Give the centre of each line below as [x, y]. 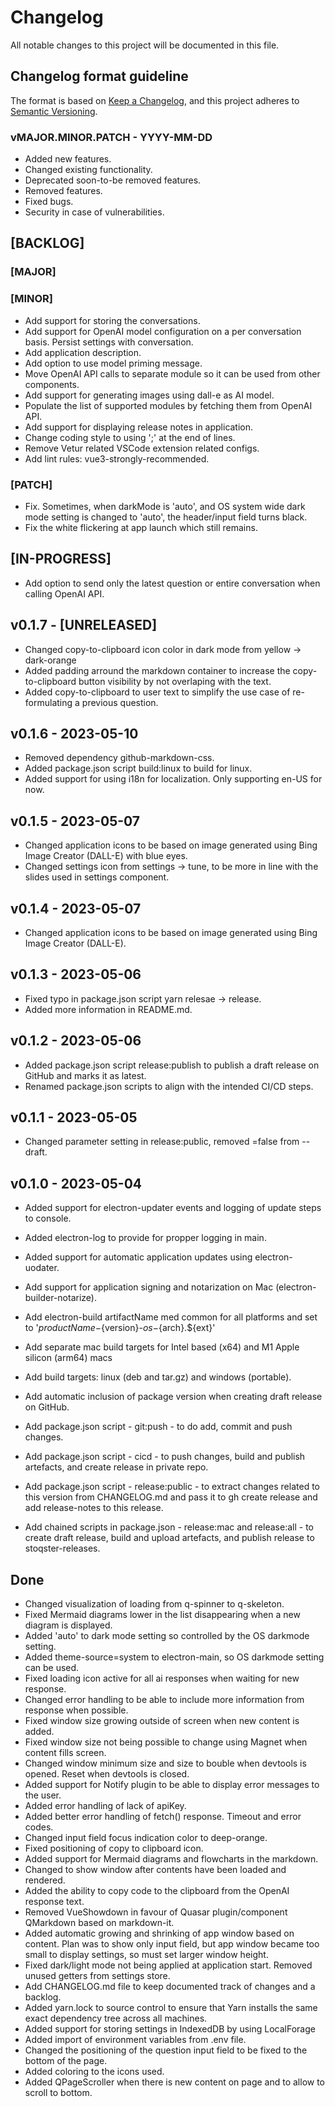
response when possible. [76, 1710]
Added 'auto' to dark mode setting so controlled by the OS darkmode [167, 1636]
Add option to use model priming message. [113, 363]
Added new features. [68, 159]
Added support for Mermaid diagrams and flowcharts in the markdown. [171, 1859]
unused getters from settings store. [97, 1976]
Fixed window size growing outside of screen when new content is [162, 1721]
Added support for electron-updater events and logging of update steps [173, 1208]
